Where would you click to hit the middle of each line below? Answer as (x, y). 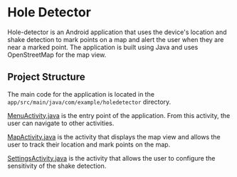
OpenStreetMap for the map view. (57, 55)
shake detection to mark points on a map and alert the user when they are (116, 39)
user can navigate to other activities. (61, 123)
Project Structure (46, 77)
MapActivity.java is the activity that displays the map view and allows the (114, 136)
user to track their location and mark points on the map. (89, 144)
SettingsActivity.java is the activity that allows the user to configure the (111, 158)
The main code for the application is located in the (81, 94)
